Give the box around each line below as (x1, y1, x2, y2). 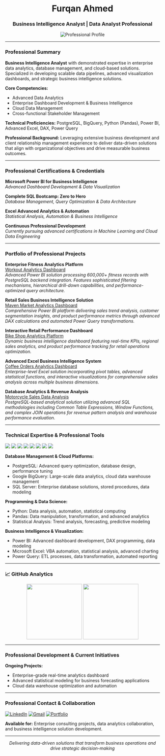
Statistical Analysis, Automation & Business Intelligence (5, 213, 118, 219)
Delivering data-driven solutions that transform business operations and (9, 740, 156, 746)
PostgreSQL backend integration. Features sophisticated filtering (5, 277, 137, 283)
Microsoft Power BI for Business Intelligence (5, 178, 98, 185)
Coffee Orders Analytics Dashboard (5, 363, 78, 370)
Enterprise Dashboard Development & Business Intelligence (12, 100, 133, 106)
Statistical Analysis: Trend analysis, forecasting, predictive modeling (12, 518, 150, 524)
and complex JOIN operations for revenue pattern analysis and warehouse (5, 410, 157, 415)
